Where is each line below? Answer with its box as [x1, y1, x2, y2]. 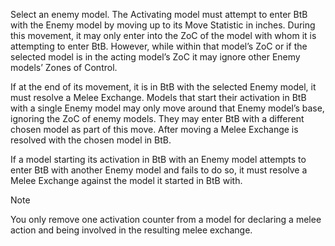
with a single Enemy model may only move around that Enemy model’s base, [10, 102, 325, 114]
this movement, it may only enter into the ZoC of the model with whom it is [10, 30, 317, 41]
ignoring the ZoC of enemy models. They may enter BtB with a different [10, 113, 305, 124]
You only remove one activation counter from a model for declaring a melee [10, 214, 322, 225]
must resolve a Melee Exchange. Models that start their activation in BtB [10, 92, 307, 103]
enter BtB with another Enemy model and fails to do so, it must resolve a [10, 164, 308, 176]
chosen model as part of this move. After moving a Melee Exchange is [10, 124, 299, 135]
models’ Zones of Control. [10, 62, 118, 73]
